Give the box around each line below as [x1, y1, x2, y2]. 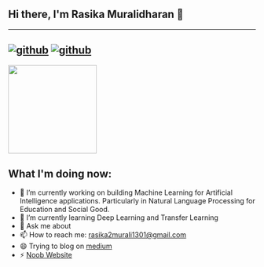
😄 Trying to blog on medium [19, 241, 112, 251]
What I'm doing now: [8, 167, 112, 181]
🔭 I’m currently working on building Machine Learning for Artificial [19, 188, 233, 197]
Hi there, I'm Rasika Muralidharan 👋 [8, 8, 184, 21]
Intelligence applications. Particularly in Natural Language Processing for [19, 196, 255, 206]
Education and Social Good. [19, 205, 110, 214]
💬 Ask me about [19, 221, 71, 231]
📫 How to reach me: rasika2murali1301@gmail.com [19, 230, 187, 240]
